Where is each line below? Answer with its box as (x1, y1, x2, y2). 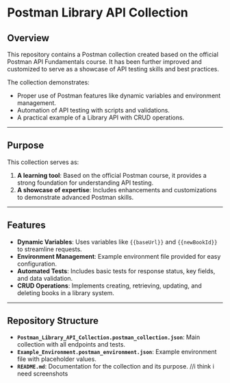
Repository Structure (7, 315, 99, 327)
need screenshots (16, 369, 68, 378)
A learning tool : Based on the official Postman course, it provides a (16, 171, 207, 179)
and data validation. (16, 274, 73, 282)
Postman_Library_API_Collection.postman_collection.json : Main (16, 333, 201, 341)
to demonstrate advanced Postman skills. (16, 193, 134, 201)
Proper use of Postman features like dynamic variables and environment (16, 91, 221, 100)
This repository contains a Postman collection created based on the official (7, 50, 219, 58)
